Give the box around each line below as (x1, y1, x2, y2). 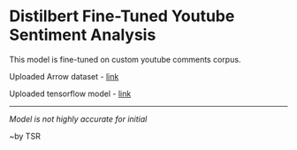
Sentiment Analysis (9, 25, 156, 45)
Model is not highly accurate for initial (9, 113, 148, 124)
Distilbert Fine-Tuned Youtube (9, 6, 235, 26)
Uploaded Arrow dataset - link (9, 71, 119, 81)
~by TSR (9, 131, 42, 141)
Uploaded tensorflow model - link (9, 88, 132, 99)
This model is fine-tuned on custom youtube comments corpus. (9, 54, 241, 64)
